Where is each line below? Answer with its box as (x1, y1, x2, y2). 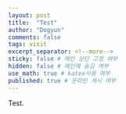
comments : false (8, 33, 61, 41)
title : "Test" (8, 19, 58, 27)
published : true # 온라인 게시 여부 (8, 77, 116, 84)
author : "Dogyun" (8, 26, 65, 34)
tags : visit (8, 41, 47, 48)
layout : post (8, 11, 51, 20)
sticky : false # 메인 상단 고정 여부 (8, 55, 118, 63)
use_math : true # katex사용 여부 (8, 69, 111, 77)
